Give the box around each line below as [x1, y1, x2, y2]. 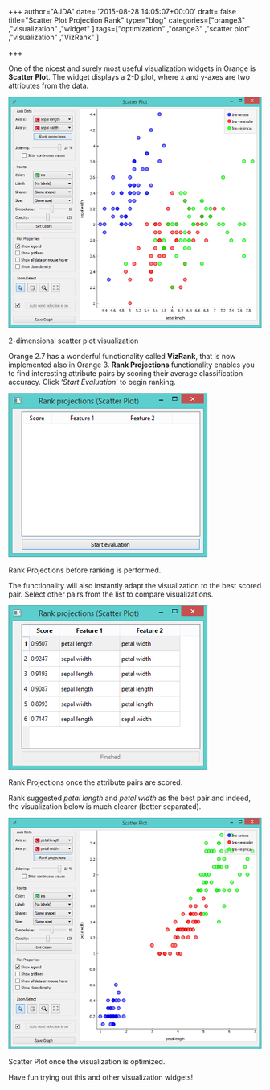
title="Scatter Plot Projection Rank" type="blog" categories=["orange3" [8, 15, 246, 25]
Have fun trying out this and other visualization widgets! [8, 1072, 194, 1082]
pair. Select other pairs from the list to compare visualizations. [8, 589, 214, 599]
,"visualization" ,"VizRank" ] [8, 32, 100, 42]
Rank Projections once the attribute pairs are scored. [8, 778, 183, 787]
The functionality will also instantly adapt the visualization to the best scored [8, 581, 262, 591]
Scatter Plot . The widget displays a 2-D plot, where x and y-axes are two [8, 72, 251, 81]
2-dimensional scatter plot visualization [8, 336, 139, 345]
